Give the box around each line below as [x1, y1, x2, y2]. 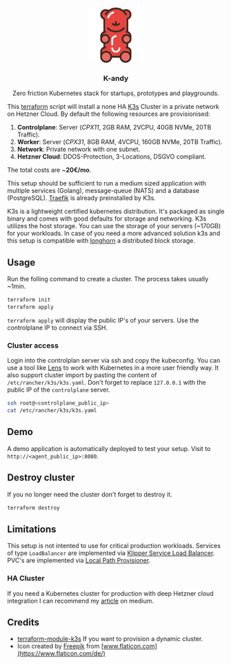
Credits [7, 616, 40, 628]
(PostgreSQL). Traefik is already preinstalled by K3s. [7, 194, 157, 202]
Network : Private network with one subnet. [17, 145, 141, 154]
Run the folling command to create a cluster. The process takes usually [7, 275, 209, 283]
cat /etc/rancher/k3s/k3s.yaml [7, 408, 97, 414]
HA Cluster [7, 574, 45, 583]
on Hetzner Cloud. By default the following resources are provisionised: [7, 110, 210, 118]
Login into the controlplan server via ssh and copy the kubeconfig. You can [7, 356, 221, 365]
